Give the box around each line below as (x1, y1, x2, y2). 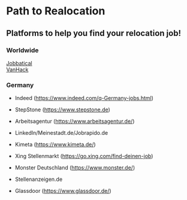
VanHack (6, 66, 29, 73)
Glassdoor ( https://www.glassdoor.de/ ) (14, 187, 112, 195)
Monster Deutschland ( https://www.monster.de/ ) (14, 164, 135, 171)
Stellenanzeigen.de (14, 175, 63, 183)
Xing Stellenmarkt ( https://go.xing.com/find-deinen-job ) (14, 153, 153, 160)
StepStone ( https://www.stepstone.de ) (14, 106, 111, 113)
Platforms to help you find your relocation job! (6, 28, 182, 38)
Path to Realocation (6, 4, 105, 18)
